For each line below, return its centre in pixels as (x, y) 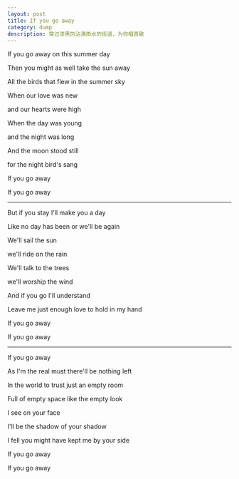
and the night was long (41, 137)
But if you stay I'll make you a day (57, 213)
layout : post (27, 14)
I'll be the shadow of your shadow (57, 427)
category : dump (30, 27)
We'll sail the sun (32, 240)
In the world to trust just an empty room (65, 385)
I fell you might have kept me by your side (69, 441)
